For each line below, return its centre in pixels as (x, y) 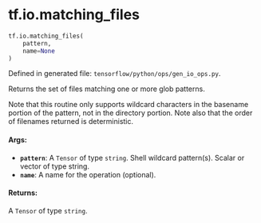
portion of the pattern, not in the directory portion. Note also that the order (130, 113)
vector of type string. (55, 166)
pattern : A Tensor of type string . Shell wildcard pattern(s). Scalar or (132, 157)
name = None (39, 51)
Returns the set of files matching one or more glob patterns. (107, 89)
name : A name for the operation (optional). (88, 174)
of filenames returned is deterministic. (71, 121)
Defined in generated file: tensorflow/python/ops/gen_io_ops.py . (115, 74)
